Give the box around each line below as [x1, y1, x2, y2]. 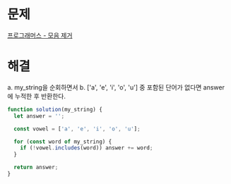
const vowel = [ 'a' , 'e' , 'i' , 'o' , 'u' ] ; [13, 125, 141, 133]
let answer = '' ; [13, 112, 65, 120]
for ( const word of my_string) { [13, 138, 112, 145]
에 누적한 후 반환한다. [7, 92, 66, 100]
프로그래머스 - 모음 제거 [7, 31, 73, 39]
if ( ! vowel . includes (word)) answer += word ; [20, 145, 153, 152]
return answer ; [13, 164, 59, 171]
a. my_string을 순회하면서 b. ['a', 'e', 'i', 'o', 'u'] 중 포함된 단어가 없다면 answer [7, 82, 225, 92]
